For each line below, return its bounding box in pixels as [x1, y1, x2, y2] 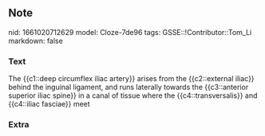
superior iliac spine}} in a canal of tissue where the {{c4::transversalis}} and [8, 91, 258, 100]
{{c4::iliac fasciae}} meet [8, 99, 90, 109]
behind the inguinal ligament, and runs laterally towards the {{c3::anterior [8, 83, 249, 92]
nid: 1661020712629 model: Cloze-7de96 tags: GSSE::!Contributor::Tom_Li [8, 27, 252, 37]
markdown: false [8, 36, 64, 45]
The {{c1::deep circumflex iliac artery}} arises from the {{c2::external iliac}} [8, 74, 255, 84]
